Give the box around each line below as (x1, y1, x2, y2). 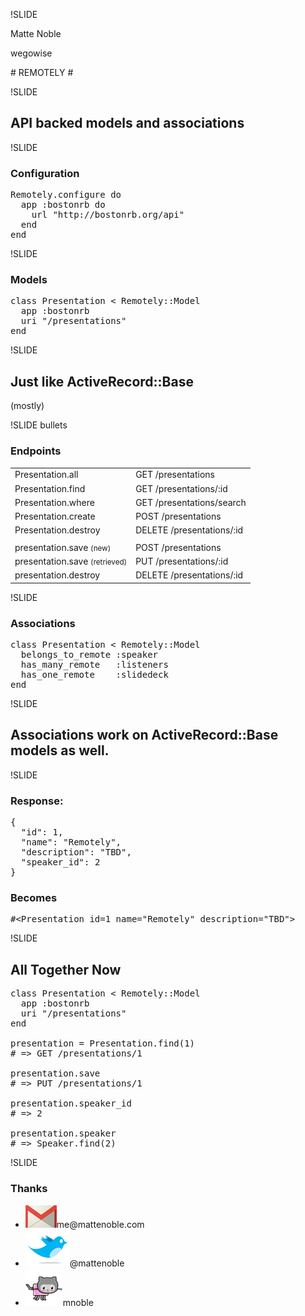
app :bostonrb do (20, 199, 106, 211)
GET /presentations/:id (135, 482, 228, 494)
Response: (10, 794, 64, 808)
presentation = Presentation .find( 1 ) (10, 1038, 196, 1049)
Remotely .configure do (10, 189, 122, 201)
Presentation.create (14, 510, 96, 523)
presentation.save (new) (14, 541, 112, 553)
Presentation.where (14, 496, 95, 508)
